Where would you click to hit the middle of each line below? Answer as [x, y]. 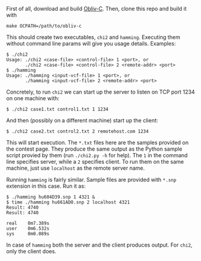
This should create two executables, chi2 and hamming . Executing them [93, 37]
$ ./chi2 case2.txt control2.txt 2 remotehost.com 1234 [77, 131]
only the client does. [31, 251]
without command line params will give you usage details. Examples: [91, 43]
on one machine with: [33, 98]
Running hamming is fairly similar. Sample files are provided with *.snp [91, 180]
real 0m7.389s [28, 223]
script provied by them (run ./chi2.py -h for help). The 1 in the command [97, 155]
